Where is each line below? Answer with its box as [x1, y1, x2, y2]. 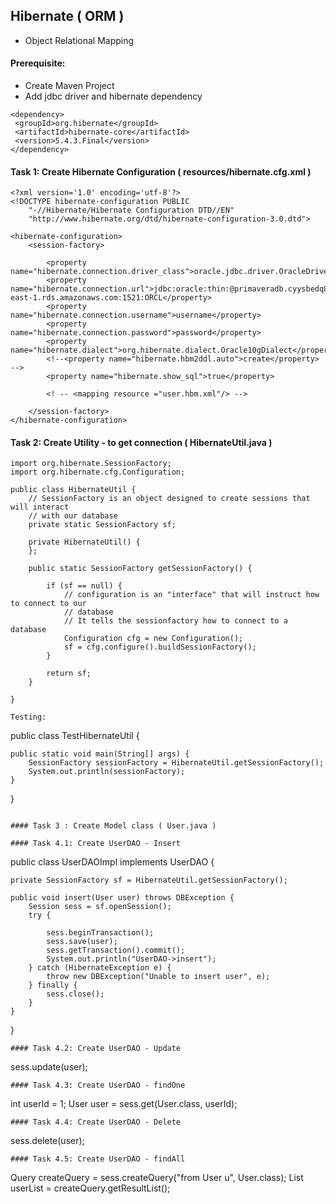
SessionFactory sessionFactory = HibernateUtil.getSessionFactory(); [28, 758, 325, 768]
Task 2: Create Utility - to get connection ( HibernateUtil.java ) [10, 436, 273, 448]
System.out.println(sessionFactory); [28, 767, 186, 777]
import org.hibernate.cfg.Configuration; [10, 467, 186, 478]
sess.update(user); [10, 1061, 88, 1073]
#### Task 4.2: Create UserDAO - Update [10, 1044, 182, 1054]
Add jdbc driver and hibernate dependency [24, 90, 203, 103]
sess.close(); [46, 989, 105, 999]
